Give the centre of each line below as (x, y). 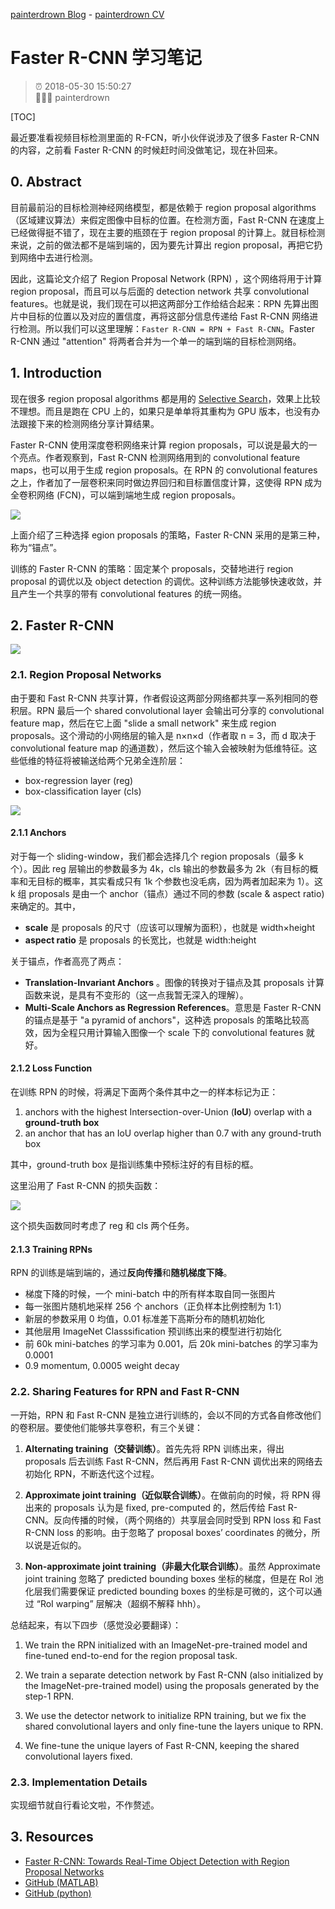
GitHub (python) (58, 1893)
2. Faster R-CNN (62, 625)
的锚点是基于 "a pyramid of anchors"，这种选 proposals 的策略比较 (162, 1020)
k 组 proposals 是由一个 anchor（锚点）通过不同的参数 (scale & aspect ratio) (167, 893)
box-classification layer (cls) (83, 791)
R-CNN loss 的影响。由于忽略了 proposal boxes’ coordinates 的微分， (168, 1532)
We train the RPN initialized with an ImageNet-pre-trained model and (166, 1645)
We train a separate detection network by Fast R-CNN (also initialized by (174, 1675)
